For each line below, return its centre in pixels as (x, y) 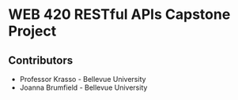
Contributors (41, 60)
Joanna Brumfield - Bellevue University (83, 87)
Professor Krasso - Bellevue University (83, 79)
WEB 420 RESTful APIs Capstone (119, 15)
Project (32, 31)
